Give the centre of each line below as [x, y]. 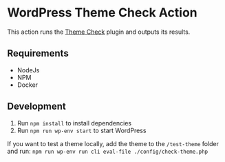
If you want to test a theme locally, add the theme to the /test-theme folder [113, 143]
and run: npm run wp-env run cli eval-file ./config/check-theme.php [108, 151]
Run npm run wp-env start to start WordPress [82, 130]
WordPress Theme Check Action [102, 13]
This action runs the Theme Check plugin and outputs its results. [99, 32]
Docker [28, 85]
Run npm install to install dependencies [74, 123]
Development [37, 107]
